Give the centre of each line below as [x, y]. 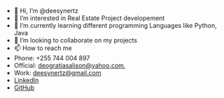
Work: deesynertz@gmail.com [57, 73]
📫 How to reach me [43, 48]
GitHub [24, 88]
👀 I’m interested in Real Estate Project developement [89, 18]
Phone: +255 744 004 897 [52, 58]
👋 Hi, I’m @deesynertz [46, 11]
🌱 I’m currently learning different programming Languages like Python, [115, 25]
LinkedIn [26, 80]
